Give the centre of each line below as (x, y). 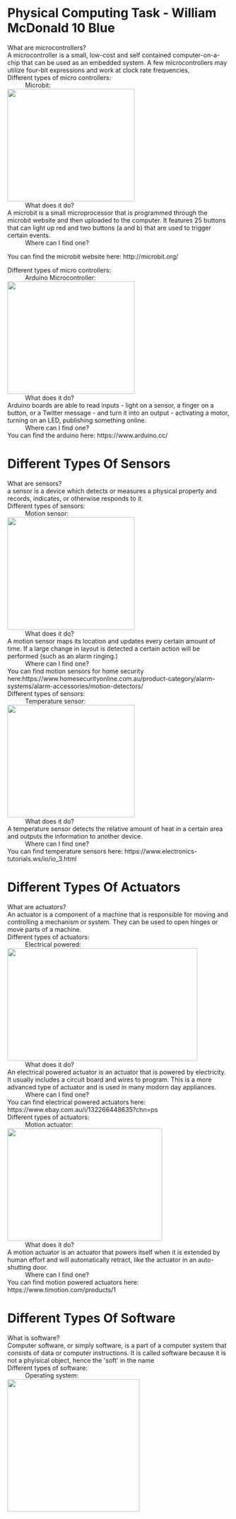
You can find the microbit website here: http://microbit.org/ (93, 256)
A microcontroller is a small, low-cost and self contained (89, 55)
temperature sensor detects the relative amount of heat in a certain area (118, 829)
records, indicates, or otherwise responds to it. (75, 498)
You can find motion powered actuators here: (73, 1282)
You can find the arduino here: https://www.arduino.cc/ (88, 435)
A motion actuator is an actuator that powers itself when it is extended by (114, 1252)
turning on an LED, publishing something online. (77, 420)
